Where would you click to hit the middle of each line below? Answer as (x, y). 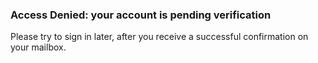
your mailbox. (38, 47)
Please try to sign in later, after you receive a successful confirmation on (159, 37)
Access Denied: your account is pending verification (141, 15)
